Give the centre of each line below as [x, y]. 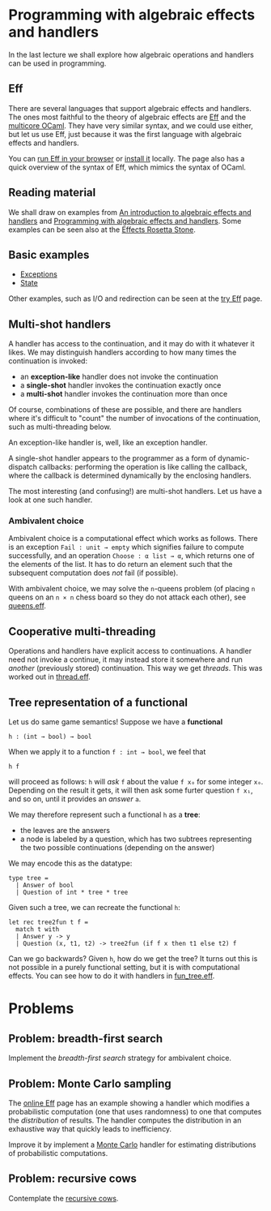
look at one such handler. [51, 500]
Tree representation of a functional [98, 702]
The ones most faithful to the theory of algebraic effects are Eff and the [127, 117]
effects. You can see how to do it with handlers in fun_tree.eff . [112, 976]
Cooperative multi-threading [82, 631]
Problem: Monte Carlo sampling [90, 1083]
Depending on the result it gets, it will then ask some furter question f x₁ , [131, 790]
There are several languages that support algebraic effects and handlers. [130, 108]
